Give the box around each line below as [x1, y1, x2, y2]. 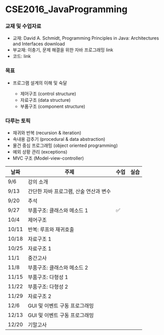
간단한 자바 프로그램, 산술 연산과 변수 [27, 188, 111, 195]
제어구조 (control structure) [20, 90, 76, 97]
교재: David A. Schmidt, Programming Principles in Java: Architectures [12, 35, 159, 41]
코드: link [12, 53, 31, 59]
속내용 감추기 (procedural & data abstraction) [12, 136, 106, 142]
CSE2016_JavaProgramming [5, 4, 128, 15]
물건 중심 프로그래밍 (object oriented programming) [12, 142, 118, 148]
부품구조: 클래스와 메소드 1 [27, 207, 88, 214]
